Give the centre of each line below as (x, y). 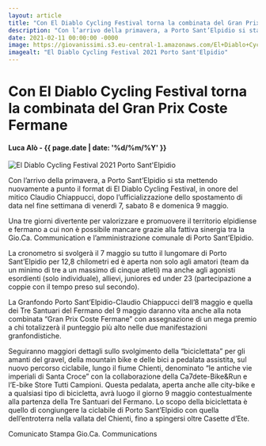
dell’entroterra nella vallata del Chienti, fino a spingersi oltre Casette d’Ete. (129, 419)
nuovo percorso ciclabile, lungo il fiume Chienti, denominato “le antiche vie (130, 368)
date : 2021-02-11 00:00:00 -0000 (63, 38)
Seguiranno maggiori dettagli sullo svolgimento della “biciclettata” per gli (127, 351)
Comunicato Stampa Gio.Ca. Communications (83, 434)
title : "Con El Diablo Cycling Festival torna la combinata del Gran (125, 23)
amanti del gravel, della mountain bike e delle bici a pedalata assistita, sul (127, 360)
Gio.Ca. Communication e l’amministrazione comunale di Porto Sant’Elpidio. (131, 238)
